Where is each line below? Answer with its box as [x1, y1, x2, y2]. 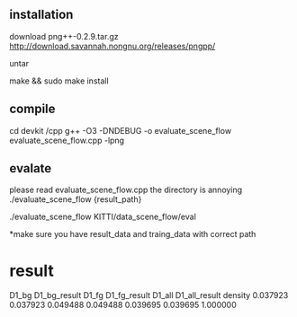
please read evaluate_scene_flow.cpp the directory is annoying [9, 184, 243, 196]
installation [9, 7, 74, 22]
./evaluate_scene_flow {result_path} [9, 194, 142, 205]
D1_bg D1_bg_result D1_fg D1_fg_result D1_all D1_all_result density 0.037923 [9, 290, 289, 301]
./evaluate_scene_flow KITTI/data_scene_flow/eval [9, 211, 196, 223]
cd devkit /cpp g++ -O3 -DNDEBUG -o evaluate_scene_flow [9, 125, 232, 136]
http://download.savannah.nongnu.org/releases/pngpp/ [9, 40, 216, 51]
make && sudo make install [9, 75, 110, 86]
